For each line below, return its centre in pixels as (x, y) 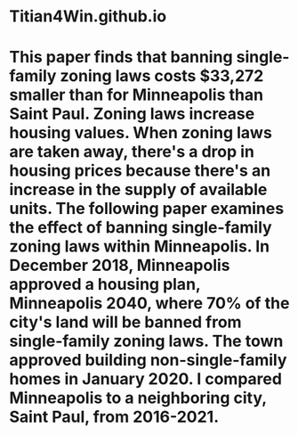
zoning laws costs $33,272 (162, 76)
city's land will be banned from (125, 322)
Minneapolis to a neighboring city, (138, 398)
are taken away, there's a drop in (132, 152)
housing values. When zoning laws (141, 133)
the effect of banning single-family (141, 228)
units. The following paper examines (147, 209)
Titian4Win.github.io (88, 16)
